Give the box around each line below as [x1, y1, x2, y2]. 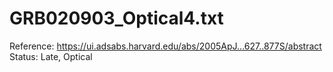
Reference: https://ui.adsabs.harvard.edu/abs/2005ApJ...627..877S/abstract [9, 40, 322, 52]
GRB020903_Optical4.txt [9, 7, 224, 30]
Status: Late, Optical [9, 50, 93, 62]
